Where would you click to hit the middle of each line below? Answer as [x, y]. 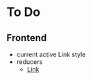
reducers [29, 62]
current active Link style [51, 54]
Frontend [27, 38]
